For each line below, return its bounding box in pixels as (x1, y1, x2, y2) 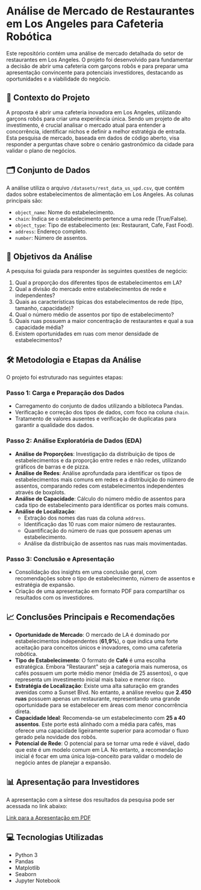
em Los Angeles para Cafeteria (6, 17, 164, 31)
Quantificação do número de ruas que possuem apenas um (23, 527, 172, 534)
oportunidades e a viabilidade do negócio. (6, 75, 111, 82)
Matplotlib (14, 864, 40, 871)
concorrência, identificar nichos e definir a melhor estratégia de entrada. (6, 127, 187, 135)
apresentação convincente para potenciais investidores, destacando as (6, 69, 184, 76)
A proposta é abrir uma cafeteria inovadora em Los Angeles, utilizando (6, 108, 182, 115)
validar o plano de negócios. (6, 147, 77, 154)
